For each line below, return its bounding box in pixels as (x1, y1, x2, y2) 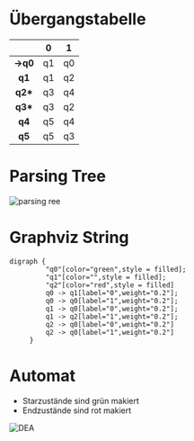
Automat (9, 365, 76, 386)
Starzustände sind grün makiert (22, 395, 139, 406)
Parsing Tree (9, 166, 106, 186)
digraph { (9, 256, 47, 265)
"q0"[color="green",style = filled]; (45, 265, 187, 274)
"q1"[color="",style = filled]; (45, 273, 167, 282)
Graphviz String (9, 228, 129, 247)
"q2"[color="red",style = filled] (45, 280, 175, 290)
